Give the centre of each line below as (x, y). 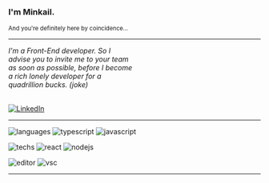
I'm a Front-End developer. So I (60, 51)
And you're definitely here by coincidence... (68, 29)
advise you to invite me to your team (69, 59)
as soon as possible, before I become (70, 68)
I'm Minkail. (32, 12)
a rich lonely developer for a (55, 76)
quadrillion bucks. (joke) (48, 85)
